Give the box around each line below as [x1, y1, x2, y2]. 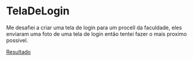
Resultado [6, 48, 31, 55]
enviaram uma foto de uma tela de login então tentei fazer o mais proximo [6, 30, 187, 37]
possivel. [6, 36, 29, 44]
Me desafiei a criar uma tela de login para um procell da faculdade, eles [6, 24, 182, 31]
